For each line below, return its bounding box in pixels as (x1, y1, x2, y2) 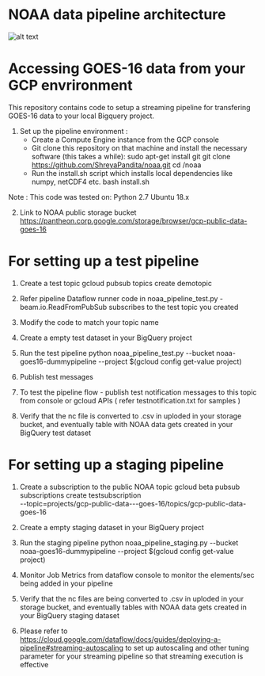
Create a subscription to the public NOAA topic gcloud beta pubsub (19, 482, 240, 491)
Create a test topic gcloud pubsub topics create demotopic (19, 278, 212, 288)
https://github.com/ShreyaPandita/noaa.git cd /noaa (31, 160, 202, 170)
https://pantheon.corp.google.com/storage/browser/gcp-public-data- (19, 216, 248, 225)
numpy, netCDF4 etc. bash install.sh (31, 177, 150, 186)
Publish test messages (19, 372, 93, 381)
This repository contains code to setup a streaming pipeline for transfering (8, 102, 251, 112)
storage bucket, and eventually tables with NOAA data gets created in (19, 602, 247, 612)
